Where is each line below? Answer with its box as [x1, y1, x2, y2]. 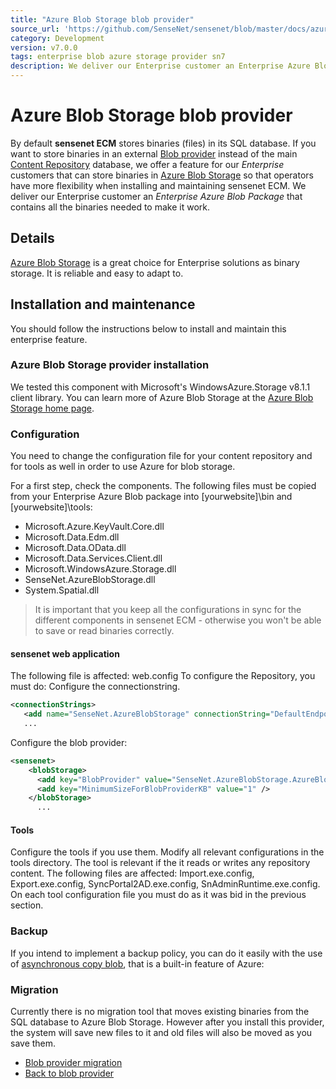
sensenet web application [10, 647, 120, 660]
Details [10, 230, 55, 247]
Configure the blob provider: [10, 736, 128, 748]
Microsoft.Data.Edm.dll [24, 531, 120, 543]
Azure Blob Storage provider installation [10, 358, 210, 372]
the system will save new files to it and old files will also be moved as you [10, 1027, 313, 1039]
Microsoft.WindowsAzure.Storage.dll [24, 563, 177, 575]
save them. [10, 1037, 57, 1050]
